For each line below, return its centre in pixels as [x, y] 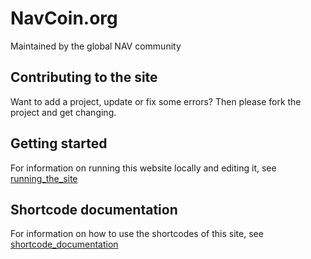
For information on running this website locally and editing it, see [143, 168]
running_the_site [44, 178]
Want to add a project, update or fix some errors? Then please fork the [156, 101]
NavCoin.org [64, 18]
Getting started [59, 143]
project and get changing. [63, 112]
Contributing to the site [84, 77]
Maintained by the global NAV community [96, 46]
